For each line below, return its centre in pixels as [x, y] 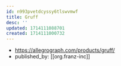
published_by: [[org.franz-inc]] [52, 57]
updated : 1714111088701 [36, 28]
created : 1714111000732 [36, 34]
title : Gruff [22, 17]
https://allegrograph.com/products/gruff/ [65, 50]
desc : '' [17, 22]
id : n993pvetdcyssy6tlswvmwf [42, 11]
